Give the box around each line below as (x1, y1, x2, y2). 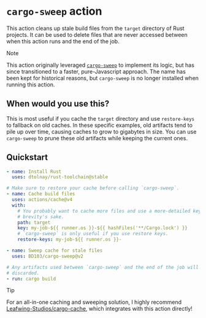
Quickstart (6, 152, 48, 163)
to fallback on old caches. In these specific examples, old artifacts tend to (6, 121, 193, 129)
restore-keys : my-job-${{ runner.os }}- (17, 237, 122, 243)
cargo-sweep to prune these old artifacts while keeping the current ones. (6, 134, 188, 142)
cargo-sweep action (6, 4, 102, 18)
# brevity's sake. (17, 213, 64, 220)
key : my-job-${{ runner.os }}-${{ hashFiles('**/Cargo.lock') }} (17, 225, 188, 231)
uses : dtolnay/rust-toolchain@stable (12, 174, 109, 180)
